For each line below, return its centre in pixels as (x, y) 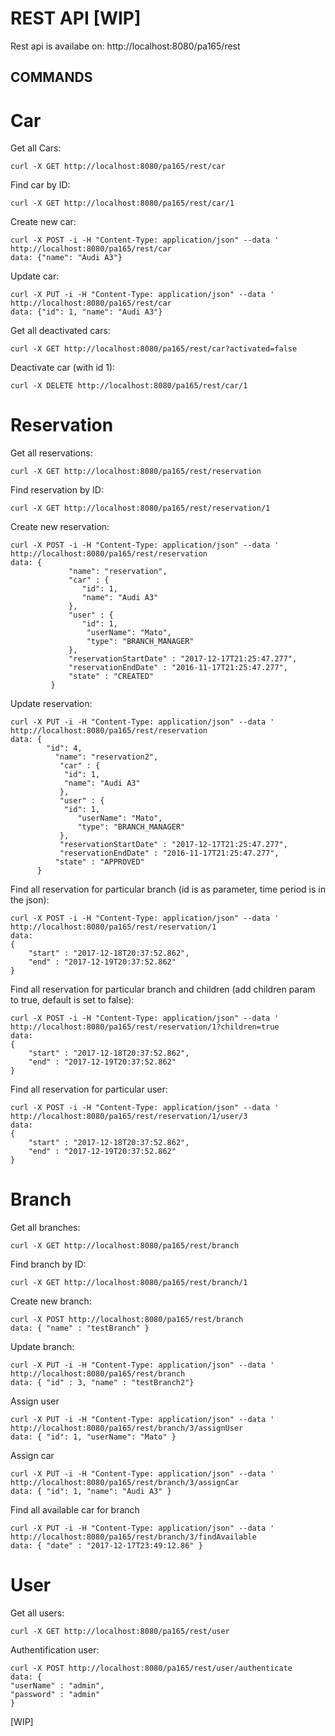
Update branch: (42, 1347)
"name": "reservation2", (106, 757)
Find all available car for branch (75, 1510)
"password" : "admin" (55, 1695)
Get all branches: (45, 1228)
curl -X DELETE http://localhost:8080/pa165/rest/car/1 (129, 386)
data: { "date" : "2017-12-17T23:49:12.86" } (106, 1546)
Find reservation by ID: (57, 490)
